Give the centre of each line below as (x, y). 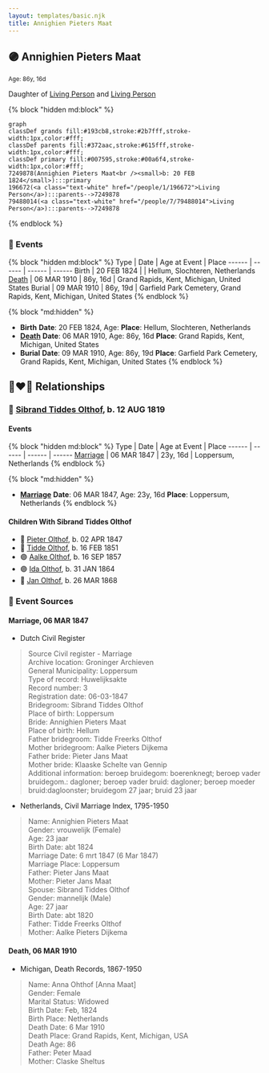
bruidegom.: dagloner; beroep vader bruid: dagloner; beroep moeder (141, 782)
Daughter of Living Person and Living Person (82, 94)
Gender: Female (54, 993)
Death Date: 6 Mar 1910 (66, 1027)
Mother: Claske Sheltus (66, 1061)
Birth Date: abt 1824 (60, 847)
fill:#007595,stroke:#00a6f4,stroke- (132, 160)
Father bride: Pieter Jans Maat (78, 757)
